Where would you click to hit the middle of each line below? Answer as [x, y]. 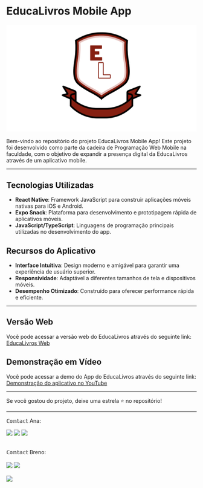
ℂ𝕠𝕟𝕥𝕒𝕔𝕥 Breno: [26, 452]
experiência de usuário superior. [55, 272]
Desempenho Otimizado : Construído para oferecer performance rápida [105, 291]
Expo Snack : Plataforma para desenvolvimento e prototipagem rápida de [106, 213]
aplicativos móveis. [39, 219]
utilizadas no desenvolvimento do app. [63, 232]
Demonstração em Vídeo [54, 362]
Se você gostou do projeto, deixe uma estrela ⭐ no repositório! [84, 400]
